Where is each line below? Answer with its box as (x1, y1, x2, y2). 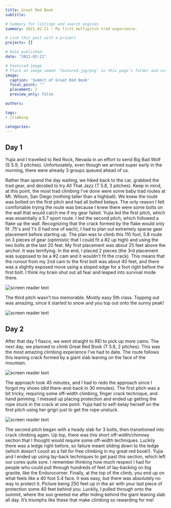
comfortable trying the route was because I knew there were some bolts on (5, 205, 163, 211)
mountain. (5, 360, 26, 366)
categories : (5, 124, 31, 129)
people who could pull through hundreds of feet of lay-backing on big (5, 465, 152, 470)
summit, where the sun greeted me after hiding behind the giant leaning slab (5, 492, 165, 497)
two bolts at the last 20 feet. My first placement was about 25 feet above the (5, 242, 166, 248)
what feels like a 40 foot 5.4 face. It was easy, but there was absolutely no (5, 475, 161, 481)
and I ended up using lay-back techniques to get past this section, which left (5, 453, 165, 460)
